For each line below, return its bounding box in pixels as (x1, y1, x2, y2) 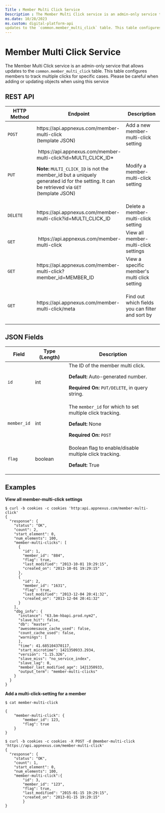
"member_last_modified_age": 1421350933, (18, 665, 105, 670)
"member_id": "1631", (23, 583, 67, 588)
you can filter (126, 305, 156, 312)
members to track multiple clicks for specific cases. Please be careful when (5, 73, 159, 79)
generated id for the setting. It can (36, 177, 115, 184)
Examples (5, 483, 36, 492)
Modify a (126, 162, 146, 169)
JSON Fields (5, 333, 44, 341)
